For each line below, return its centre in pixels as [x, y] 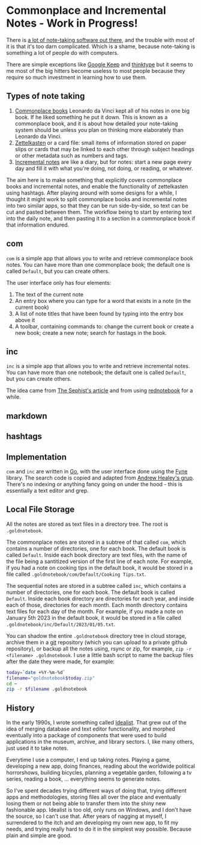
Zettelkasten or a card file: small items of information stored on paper [100, 143]
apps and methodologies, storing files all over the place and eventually [94, 797]
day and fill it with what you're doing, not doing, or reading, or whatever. [104, 168]
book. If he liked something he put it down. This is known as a [91, 117]
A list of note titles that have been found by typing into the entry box [99, 313]
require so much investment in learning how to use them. [76, 77]
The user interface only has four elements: [59, 282]
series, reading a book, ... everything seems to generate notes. [84, 779]
